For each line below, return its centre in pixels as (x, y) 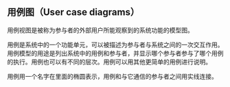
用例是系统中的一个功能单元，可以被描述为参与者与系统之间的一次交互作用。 (115, 45)
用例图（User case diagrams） (73, 12)
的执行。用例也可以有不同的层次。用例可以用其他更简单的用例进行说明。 (109, 62)
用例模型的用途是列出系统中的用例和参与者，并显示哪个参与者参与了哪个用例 (115, 53)
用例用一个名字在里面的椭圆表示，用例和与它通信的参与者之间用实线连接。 (112, 76)
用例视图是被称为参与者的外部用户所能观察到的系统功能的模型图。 (100, 30)
